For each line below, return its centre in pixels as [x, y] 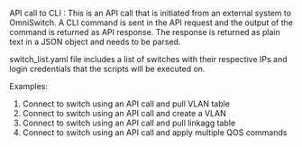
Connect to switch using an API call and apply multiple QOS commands [155, 133]
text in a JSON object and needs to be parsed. [95, 41]
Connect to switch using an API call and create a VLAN [124, 113]
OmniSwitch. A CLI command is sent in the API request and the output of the [151, 23]
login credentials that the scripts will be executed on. [107, 69]
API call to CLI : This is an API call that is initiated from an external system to [150, 13]
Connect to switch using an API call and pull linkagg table [129, 123]
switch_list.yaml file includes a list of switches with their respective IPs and [148, 59]
